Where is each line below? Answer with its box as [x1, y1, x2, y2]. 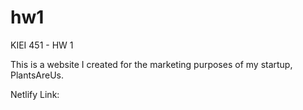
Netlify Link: [10, 88, 60, 100]
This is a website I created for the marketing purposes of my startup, [10, 58, 293, 70]
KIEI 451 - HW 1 [10, 39, 74, 51]
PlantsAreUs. [10, 69, 64, 81]
